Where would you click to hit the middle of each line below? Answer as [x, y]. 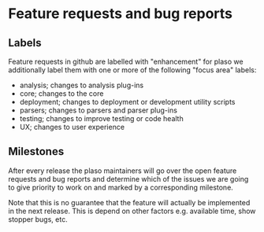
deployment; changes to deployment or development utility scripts [127, 102]
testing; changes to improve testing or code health [101, 118]
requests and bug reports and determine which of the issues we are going [128, 179]
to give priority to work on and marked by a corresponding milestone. [121, 187]
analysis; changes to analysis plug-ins [82, 85]
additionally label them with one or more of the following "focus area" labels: [132, 70]
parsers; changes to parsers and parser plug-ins [98, 110]
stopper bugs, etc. [38, 219]
